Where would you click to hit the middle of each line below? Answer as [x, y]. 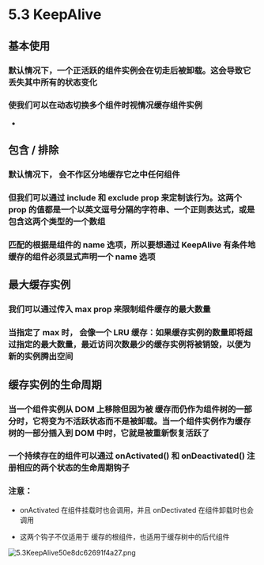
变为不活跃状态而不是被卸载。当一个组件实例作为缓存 [150, 421]
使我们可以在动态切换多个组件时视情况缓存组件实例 [106, 105]
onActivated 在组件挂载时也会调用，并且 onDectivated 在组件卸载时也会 [137, 510]
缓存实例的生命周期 [55, 385]
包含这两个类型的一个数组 [57, 222]
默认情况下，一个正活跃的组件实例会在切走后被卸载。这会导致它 [130, 71]
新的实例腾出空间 [41, 357]
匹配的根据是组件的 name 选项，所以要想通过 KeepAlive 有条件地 [132, 245]
